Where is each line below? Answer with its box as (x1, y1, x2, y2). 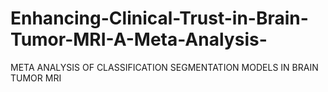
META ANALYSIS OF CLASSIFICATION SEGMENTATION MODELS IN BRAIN (10, 61, 319, 73)
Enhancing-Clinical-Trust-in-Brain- (10, 7, 309, 30)
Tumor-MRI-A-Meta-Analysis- (10, 28, 268, 51)
